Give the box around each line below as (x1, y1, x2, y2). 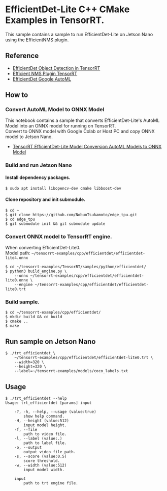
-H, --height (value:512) (14, 418, 70, 423)
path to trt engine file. (23, 480, 79, 485)
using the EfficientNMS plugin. (5, 37, 69, 43)
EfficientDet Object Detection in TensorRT (12, 65, 101, 71)
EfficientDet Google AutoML (12, 75, 72, 82)
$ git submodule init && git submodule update (5, 221, 106, 226)
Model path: (5, 250, 30, 256)
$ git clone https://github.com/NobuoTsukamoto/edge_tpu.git (5, 212, 138, 217)
